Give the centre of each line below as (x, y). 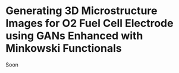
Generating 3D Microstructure (81, 11)
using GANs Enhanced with (74, 36)
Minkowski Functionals (64, 49)
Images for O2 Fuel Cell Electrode (89, 23)
